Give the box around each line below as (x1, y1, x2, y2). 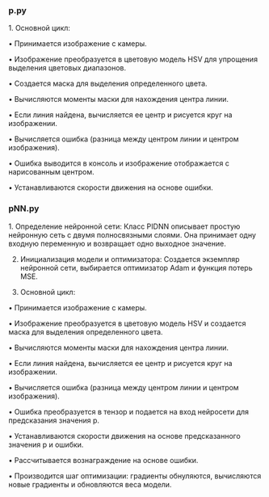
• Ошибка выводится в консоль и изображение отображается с (8, 158, 230, 168)
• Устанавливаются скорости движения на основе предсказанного (8, 431, 241, 440)
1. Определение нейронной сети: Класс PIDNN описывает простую (8, 221, 241, 231)
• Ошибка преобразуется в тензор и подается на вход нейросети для (8, 406, 249, 416)
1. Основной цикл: (8, 23, 71, 33)
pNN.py (8, 203, 40, 214)
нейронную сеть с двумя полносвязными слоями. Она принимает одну (8, 230, 257, 239)
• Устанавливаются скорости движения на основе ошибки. (8, 183, 214, 192)
